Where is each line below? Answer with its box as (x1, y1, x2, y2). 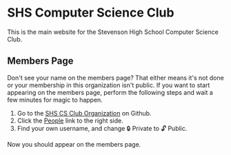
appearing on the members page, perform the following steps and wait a (7, 88, 214, 96)
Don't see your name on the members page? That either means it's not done (7, 73, 224, 82)
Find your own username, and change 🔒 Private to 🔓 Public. (17, 124, 188, 132)
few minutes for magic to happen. (7, 95, 103, 104)
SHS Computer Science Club (7, 5, 174, 21)
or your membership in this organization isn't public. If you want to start (7, 81, 210, 89)
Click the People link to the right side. (17, 116, 124, 125)
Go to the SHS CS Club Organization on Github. (17, 109, 152, 117)
